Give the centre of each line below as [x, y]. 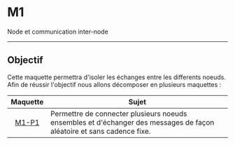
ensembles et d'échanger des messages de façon [132, 122]
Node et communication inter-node [58, 32]
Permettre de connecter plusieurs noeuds [119, 113]
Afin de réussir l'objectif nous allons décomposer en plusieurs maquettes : [114, 84]
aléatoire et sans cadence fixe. [100, 131]
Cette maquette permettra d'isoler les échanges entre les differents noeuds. [116, 77]
